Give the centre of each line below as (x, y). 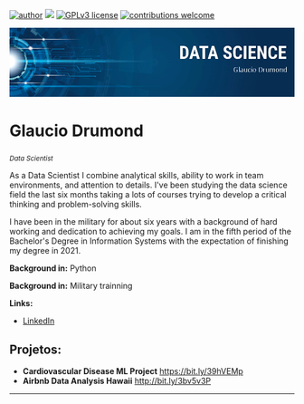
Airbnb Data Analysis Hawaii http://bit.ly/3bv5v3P (116, 381)
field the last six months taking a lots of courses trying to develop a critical (148, 195)
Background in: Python (53, 268)
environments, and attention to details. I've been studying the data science (148, 185)
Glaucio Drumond (77, 130)
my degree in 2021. (45, 251)
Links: (21, 303)
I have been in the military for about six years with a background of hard (143, 222)
